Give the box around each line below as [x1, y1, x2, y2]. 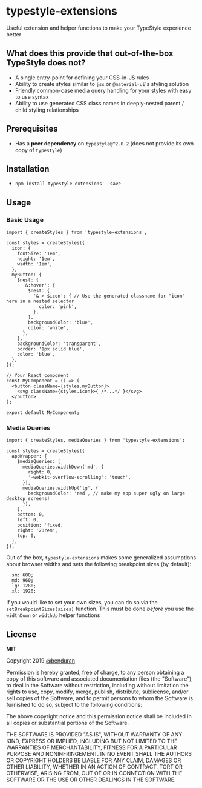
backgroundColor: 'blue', [28, 319, 94, 326]
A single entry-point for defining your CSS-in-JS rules [15, 74, 149, 81]
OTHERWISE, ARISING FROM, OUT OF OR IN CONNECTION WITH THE [6, 770, 183, 777]
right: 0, [28, 469, 53, 475]
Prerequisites [6, 124, 58, 134]
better [6, 30, 22, 38]
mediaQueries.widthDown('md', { [22, 464, 104, 470]
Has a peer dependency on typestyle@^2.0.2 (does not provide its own [15, 139, 194, 147]
